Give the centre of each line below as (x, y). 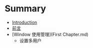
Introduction (24, 22)
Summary (25, 9)
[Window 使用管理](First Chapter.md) (50, 34)
